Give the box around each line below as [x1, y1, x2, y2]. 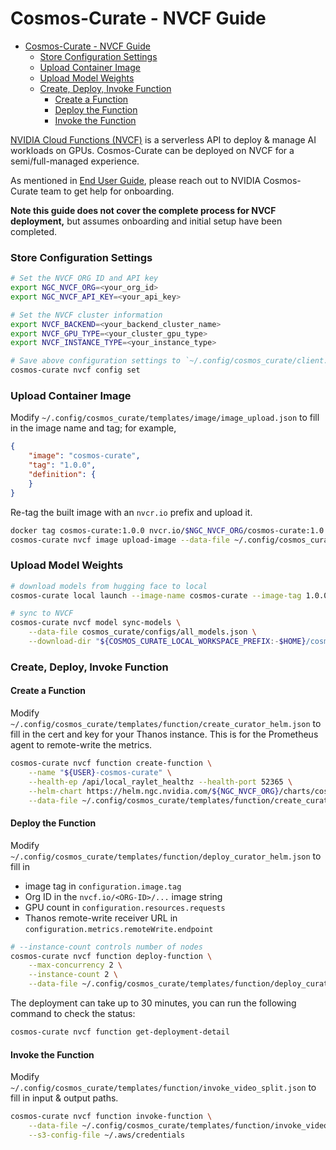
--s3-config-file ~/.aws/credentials [28, 1130, 186, 1140]
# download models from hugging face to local [10, 581, 208, 591]
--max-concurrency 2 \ [28, 960, 123, 971]
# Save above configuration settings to [10, 356, 182, 366]
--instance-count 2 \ [28, 970, 118, 980]
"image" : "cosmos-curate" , [28, 451, 141, 461]
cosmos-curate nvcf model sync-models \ [10, 618, 182, 628]
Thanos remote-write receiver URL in [24, 912, 178, 924]
